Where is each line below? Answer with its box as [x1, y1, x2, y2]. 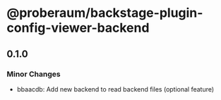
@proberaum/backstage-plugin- [6, 5, 203, 21]
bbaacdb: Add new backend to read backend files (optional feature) [16, 85, 215, 93]
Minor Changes [6, 69, 61, 79]
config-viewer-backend [6, 20, 150, 36]
